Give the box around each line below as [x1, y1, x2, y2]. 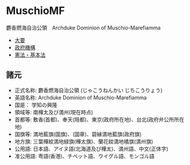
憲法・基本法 [14, 51, 46, 58]
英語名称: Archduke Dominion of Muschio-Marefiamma [14, 94, 147, 101]
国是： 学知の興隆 [14, 101, 57, 108]
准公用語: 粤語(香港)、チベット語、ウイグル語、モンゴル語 [14, 152, 155, 159]
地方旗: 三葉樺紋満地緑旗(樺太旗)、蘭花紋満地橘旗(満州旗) [14, 137, 154, 145]
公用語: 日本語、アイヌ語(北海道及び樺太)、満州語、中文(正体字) [14, 145, 168, 152]
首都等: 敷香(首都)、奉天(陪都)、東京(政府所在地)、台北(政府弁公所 [14, 116, 174, 123]
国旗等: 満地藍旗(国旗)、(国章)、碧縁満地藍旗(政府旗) [14, 130, 142, 137]
